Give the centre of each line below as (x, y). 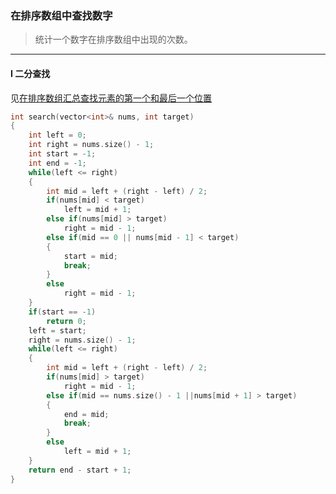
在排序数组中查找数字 (61, 15)
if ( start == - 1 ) (62, 312)
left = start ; (57, 330)
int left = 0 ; (57, 135)
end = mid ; (86, 414)
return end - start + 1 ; (80, 470)
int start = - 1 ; (62, 154)
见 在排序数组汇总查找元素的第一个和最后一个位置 (111, 98)
